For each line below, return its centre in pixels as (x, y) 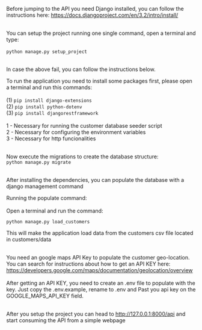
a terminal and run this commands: (49, 87)
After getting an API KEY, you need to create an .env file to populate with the (101, 283)
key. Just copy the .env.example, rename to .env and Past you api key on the (101, 289)
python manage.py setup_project (47, 52)
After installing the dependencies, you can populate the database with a (95, 180)
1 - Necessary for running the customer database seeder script (84, 126)
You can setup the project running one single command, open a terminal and (101, 33)
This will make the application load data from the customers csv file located (100, 233)
